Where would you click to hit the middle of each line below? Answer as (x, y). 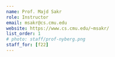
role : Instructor (27, 17)
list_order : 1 (24, 34)
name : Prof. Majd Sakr (34, 12)
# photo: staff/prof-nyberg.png (46, 39)
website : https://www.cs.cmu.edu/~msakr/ (58, 28)
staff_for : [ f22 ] (27, 45)
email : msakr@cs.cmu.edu (37, 23)
